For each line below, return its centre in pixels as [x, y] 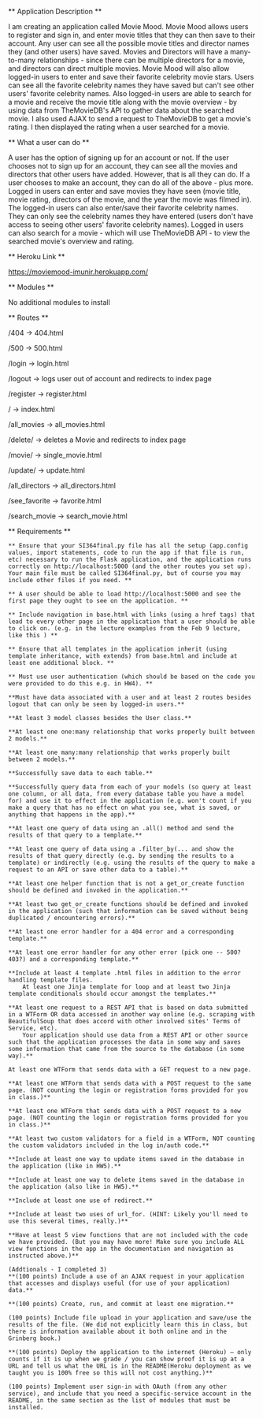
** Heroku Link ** [37, 256]
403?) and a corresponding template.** [74, 960]
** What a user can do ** [49, 142]
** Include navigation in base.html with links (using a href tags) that [132, 614]
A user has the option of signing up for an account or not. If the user [119, 158]
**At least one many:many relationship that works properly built [119, 752]
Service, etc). [33, 1028]
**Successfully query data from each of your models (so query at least [130, 787]
